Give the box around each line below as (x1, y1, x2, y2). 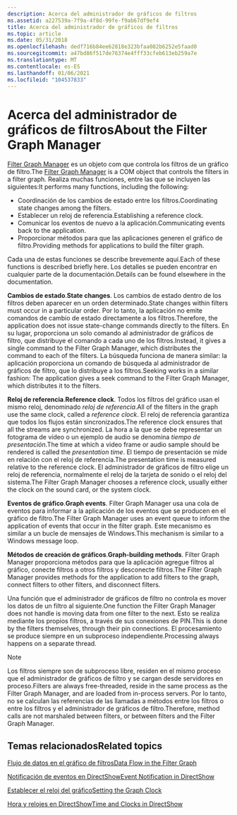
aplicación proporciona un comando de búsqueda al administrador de (7, 359, 210, 368)
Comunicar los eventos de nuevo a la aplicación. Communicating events (17, 219, 226, 227)
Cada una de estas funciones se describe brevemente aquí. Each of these (7, 255, 221, 264)
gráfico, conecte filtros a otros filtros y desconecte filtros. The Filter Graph (7, 565, 222, 574)
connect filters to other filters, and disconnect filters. (7, 581, 161, 589)
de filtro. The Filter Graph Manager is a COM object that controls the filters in (7, 168, 229, 176)
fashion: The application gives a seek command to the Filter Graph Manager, (7, 374, 230, 383)
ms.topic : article (7, 30, 61, 37)
